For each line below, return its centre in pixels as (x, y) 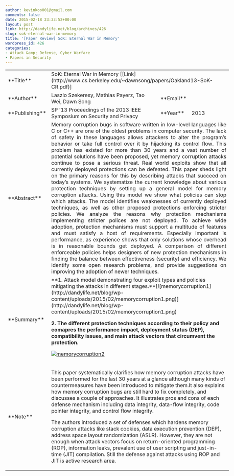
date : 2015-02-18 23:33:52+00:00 (41, 19)
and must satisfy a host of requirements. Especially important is (138, 233)
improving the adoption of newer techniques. (105, 271)
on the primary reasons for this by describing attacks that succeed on (138, 176)
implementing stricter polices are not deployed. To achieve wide (138, 220)
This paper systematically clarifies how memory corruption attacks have (138, 373)
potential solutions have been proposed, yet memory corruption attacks (138, 156)
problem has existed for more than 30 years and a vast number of (138, 150)
